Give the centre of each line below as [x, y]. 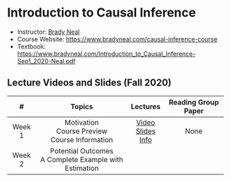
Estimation [82, 168]
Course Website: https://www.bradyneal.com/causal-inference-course [117, 39]
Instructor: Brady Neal [48, 32]
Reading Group [194, 102]
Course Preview [82, 131]
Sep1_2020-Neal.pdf [46, 61]
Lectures [145, 106]
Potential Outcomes [82, 151]
